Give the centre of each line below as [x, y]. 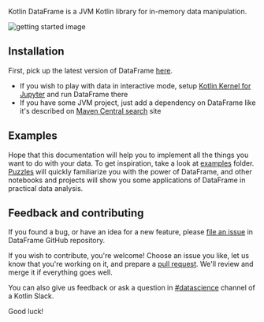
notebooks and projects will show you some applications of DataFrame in [127, 180]
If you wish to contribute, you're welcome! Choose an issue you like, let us [129, 256]
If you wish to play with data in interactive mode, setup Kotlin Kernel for [135, 85]
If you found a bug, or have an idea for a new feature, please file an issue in [131, 232]
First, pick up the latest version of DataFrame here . [91, 70]
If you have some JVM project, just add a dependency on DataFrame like [138, 103]
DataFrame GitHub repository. [56, 241]
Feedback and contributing [76, 213]
